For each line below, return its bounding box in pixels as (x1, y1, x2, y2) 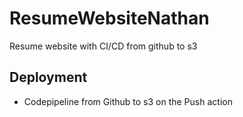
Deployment (9, 69, 88, 86)
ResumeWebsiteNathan (9, 7, 210, 30)
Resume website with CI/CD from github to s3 (9, 40, 198, 52)
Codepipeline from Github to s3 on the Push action (23, 95, 233, 107)
